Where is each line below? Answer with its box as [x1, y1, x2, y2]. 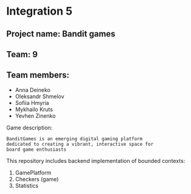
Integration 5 [6, 4, 73, 18]
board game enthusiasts [6, 146, 67, 153]
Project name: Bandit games [6, 29, 116, 39]
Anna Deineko [15, 86, 50, 93]
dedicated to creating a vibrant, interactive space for [6, 141, 154, 147]
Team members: [6, 70, 70, 81]
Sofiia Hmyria [15, 99, 49, 106]
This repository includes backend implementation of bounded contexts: [6, 157, 186, 164]
